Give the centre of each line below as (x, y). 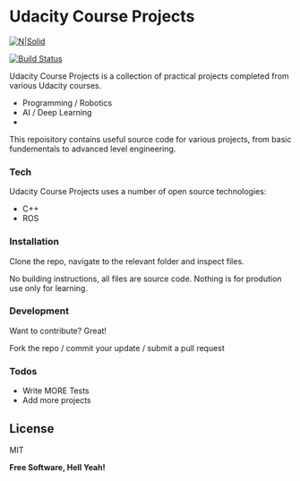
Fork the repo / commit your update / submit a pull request (117, 348)
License (32, 429)
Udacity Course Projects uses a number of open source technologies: (138, 192)
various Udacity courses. (56, 85)
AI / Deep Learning (57, 112)
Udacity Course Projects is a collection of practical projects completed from (149, 76)
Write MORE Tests (56, 391)
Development (39, 311)
